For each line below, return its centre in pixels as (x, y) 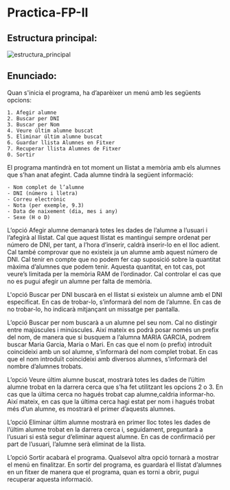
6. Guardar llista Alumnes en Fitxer (61, 142)
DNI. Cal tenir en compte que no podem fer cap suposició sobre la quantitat (114, 259)
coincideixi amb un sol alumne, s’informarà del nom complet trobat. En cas (113, 351)
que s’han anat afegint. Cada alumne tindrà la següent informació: (100, 175)
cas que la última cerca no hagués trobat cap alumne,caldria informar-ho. (111, 394)
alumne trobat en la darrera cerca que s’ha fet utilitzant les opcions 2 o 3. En (115, 387)
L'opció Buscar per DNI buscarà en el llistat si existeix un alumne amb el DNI (115, 294)
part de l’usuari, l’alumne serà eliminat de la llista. (77, 444)
